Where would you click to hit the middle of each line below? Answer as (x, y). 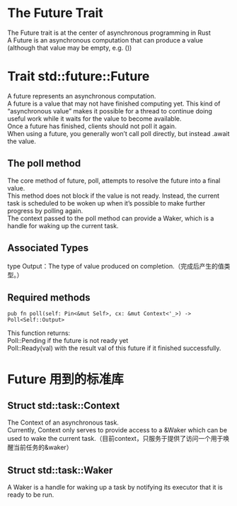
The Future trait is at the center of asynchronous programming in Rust (109, 33)
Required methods (49, 297)
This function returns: (39, 333)
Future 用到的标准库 (65, 379)
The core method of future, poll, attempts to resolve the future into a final (114, 180)
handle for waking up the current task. (63, 225)
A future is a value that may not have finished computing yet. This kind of (114, 103)
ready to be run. (31, 495)
